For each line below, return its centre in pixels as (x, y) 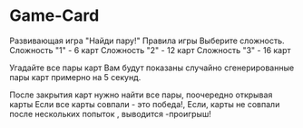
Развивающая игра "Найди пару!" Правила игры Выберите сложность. (147, 41)
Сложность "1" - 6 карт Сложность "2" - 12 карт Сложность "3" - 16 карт (151, 50)
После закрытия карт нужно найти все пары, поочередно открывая (141, 95)
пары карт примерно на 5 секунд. (75, 77)
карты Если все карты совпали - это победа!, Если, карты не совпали (145, 104)
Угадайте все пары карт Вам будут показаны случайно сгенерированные (152, 68)
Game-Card (54, 16)
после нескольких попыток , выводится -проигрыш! (110, 114)
